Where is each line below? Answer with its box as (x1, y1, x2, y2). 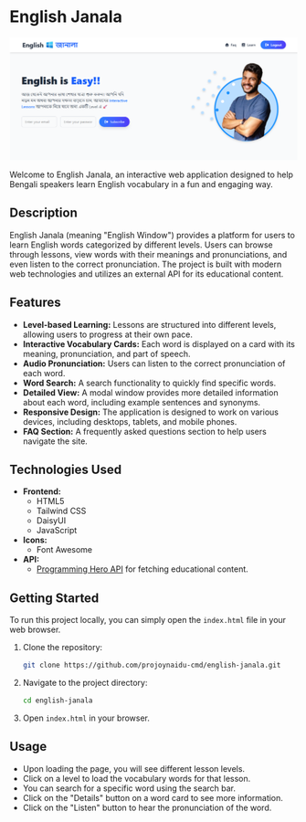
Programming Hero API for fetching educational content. (36, 564, 248, 574)
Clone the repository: (22, 642, 103, 653)
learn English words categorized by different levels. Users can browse (9, 239, 273, 250)
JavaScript (36, 525, 78, 536)
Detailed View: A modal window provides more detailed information (22, 386, 279, 398)
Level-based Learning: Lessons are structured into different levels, (22, 319, 277, 330)
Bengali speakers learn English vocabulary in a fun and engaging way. (9, 179, 274, 190)
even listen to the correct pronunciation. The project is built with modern (9, 258, 282, 269)
